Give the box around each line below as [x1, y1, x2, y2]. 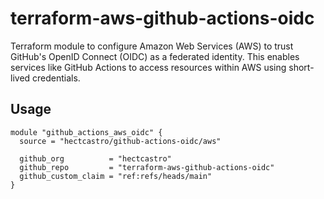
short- [288, 61, 315, 73]
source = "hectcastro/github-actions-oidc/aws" [19, 136, 222, 146]
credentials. [32, 72, 81, 84]
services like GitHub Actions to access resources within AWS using [10, 61, 287, 73]
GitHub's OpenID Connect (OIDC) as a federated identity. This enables [10, 50, 300, 62]
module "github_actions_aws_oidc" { [10, 127, 163, 137]
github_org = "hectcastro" [19, 153, 172, 164]
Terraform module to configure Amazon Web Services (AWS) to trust [10, 40, 294, 52]
